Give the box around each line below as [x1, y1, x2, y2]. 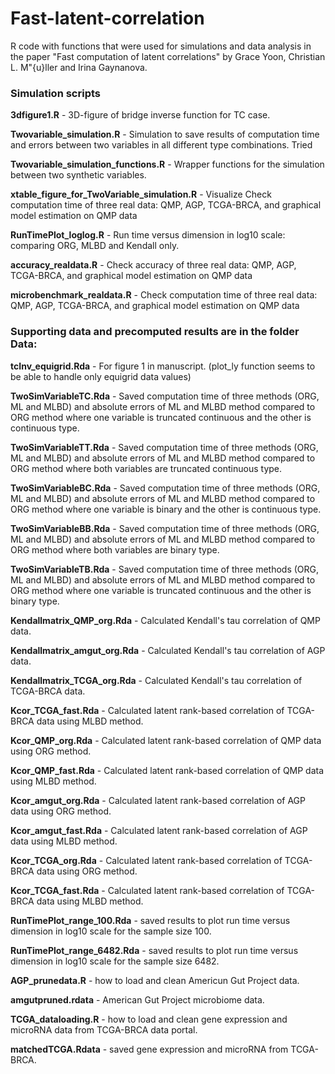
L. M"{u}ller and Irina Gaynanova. [10, 61, 148, 73]
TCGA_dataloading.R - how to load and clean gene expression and [10, 1013, 288, 1025]
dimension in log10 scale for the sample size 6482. [10, 955, 220, 967]
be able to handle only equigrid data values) [10, 370, 192, 382]
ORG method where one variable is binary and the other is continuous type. [10, 503, 322, 515]
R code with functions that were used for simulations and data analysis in [10, 40, 312, 52]
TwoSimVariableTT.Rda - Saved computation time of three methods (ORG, [10, 441, 319, 453]
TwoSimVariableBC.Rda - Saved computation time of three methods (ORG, [10, 482, 321, 494]
